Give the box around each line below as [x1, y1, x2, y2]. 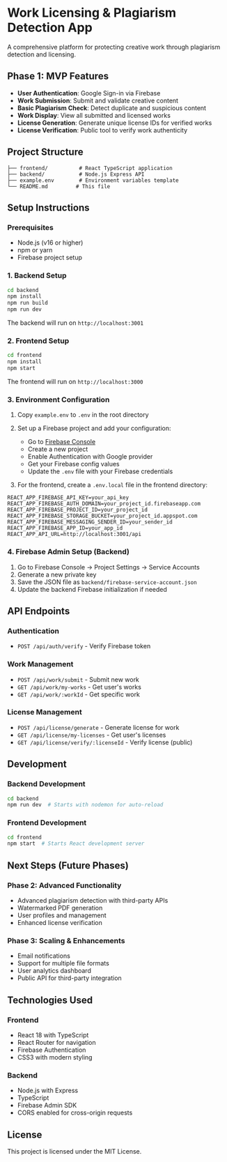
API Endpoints [7, 605, 70, 617]
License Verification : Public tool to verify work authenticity [17, 125, 188, 134]
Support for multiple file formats [17, 959, 109, 968]
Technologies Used [7, 994, 93, 1006]
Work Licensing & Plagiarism [7, 5, 176, 21]
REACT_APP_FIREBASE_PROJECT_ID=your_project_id [7, 507, 148, 514]
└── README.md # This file [7, 183, 111, 190]
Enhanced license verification [17, 919, 103, 927]
